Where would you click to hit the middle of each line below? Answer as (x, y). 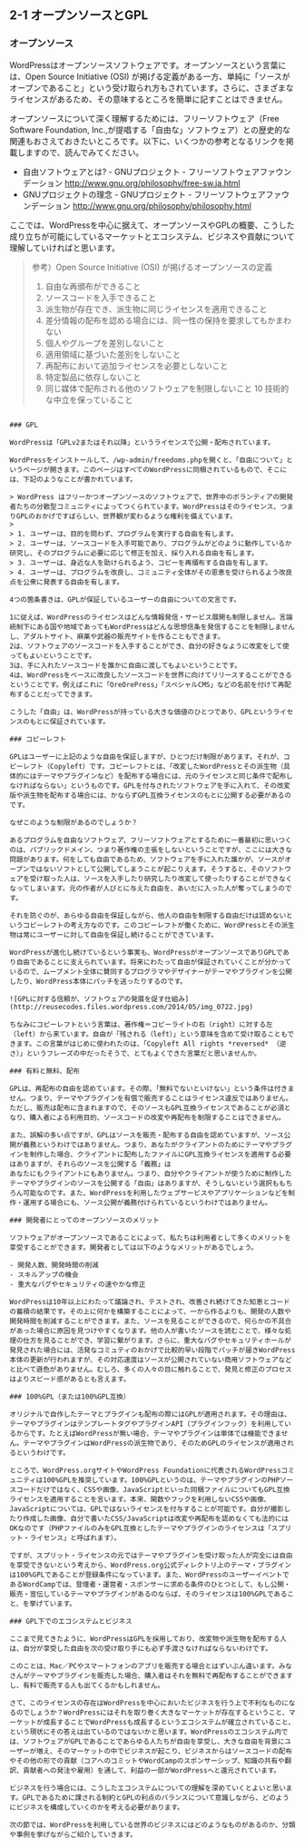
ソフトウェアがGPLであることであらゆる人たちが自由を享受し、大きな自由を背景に (153, 1741)
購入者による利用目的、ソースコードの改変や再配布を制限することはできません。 (157, 1117)
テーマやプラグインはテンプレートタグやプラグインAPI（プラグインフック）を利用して (147, 1424)
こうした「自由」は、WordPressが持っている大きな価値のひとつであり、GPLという (142, 712)
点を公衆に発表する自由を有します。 (67, 582)
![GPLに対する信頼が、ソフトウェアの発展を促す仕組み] (99, 999)
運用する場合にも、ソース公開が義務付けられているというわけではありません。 (147, 1203)
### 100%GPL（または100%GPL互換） (70, 1396)
